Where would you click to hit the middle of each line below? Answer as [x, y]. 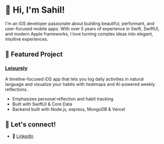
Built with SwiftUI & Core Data [42, 104]
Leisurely [16, 68]
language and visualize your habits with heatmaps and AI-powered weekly [80, 84]
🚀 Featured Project [34, 54]
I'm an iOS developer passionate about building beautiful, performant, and [80, 23]
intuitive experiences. [27, 39]
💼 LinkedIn [23, 136]
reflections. [16, 89]
